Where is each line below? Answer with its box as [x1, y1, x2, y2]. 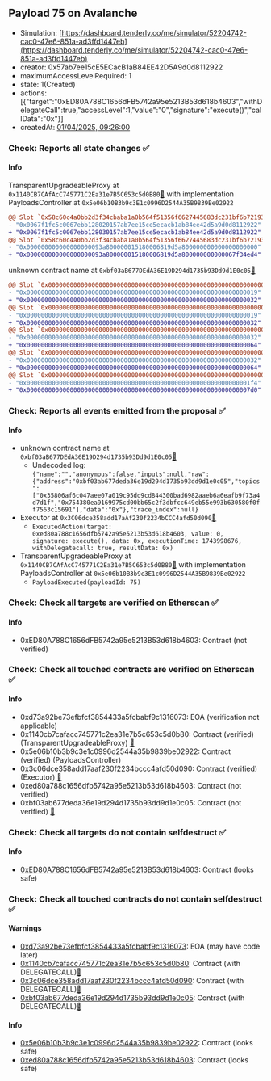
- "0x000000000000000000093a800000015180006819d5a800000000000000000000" [8, 243, 262, 251]
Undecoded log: [31, 461, 86, 470]
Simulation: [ [19, 27, 62, 37]
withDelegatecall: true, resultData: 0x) [31, 545, 173, 553]
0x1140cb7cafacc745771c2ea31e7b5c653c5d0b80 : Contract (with [19, 958, 240, 968]
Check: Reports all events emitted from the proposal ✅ [8, 406, 226, 417]
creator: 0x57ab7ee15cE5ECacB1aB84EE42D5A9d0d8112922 [19, 62, 223, 72]
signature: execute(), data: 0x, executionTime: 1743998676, [31, 537, 242, 545]
